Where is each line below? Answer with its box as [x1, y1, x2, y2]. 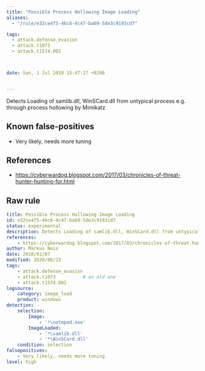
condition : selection [17, 342, 72, 348]
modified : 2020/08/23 [6, 257, 62, 263]
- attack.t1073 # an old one [17, 274, 116, 280]
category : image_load [17, 291, 72, 297]
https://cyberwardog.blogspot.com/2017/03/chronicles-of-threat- [15, 171, 181, 178]
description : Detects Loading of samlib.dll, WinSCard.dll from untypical [6, 228, 201, 235]
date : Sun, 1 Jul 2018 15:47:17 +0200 [6, 70, 105, 76]
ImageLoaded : [28, 325, 62, 331]
